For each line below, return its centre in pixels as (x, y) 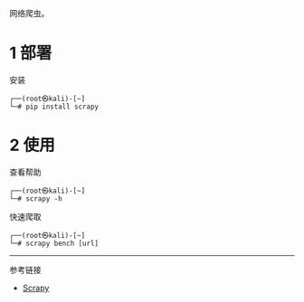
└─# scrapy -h (36, 198)
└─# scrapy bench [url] (54, 243)
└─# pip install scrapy (54, 107)
